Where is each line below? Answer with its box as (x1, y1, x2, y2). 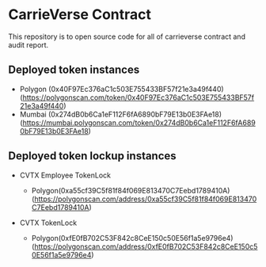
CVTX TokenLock (19, 218, 78, 227)
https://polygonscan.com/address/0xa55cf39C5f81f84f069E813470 (34, 194, 257, 204)
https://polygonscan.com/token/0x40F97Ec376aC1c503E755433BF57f (22, 93, 255, 102)
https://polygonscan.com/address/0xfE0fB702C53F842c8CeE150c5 (34, 242, 258, 251)
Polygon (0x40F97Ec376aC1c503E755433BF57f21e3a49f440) (19, 84, 224, 93)
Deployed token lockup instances (8, 149, 177, 163)
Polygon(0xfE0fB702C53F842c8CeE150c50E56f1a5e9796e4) (31, 233, 234, 242)
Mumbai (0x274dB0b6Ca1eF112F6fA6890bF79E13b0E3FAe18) (19, 109, 222, 119)
